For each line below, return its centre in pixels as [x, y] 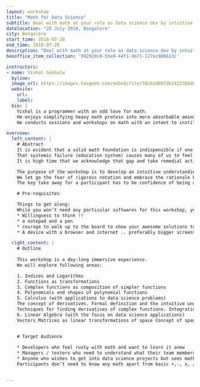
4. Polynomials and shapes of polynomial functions [82, 293]
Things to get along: [43, 205]
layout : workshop [28, 12]
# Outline [29, 248]
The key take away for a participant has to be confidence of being [104, 183]
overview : [18, 133]
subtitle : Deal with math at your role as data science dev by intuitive [100, 23]
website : [22, 89]
